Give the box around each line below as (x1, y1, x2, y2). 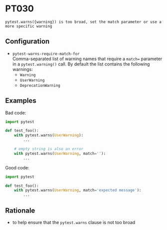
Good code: (5, 164, 29, 170)
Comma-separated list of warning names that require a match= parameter (12, 56, 163, 62)
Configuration (5, 37, 50, 46)
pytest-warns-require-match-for (12, 51, 80, 56)
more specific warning (5, 23, 52, 29)
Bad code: (5, 110, 26, 116)
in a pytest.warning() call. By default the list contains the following (12, 61, 150, 67)
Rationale (5, 206, 35, 215)
